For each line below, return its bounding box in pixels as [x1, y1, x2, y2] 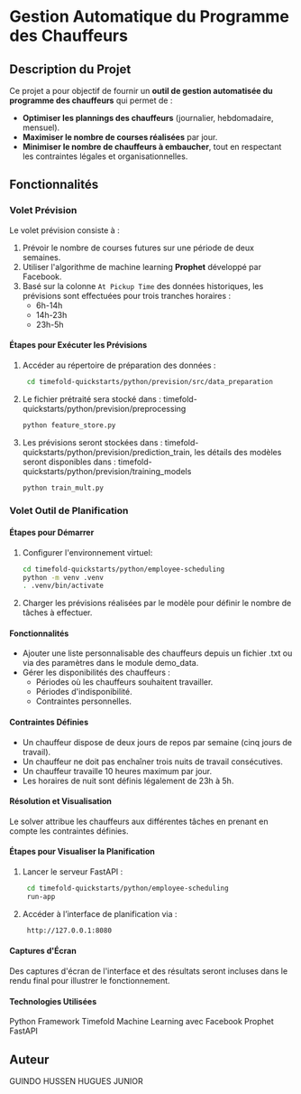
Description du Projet [9, 61, 132, 77]
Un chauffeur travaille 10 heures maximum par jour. [22, 765, 213, 776]
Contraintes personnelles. [35, 696, 132, 706]
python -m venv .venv [22, 573, 104, 582]
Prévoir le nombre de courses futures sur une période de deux [22, 242, 255, 253]
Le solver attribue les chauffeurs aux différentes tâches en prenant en [9, 816, 269, 827]
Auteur [9, 1052, 50, 1067]
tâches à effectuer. [22, 607, 93, 618]
